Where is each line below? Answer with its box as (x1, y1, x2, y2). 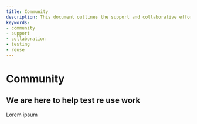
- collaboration (6, 36, 46, 42)
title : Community (6, 8, 49, 15)
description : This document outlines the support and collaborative (6, 14, 177, 20)
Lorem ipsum (6, 111, 38, 118)
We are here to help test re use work (6, 95, 141, 106)
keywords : (6, 19, 30, 25)
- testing (6, 42, 30, 48)
